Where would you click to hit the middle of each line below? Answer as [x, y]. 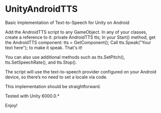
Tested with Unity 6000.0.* [32, 96]
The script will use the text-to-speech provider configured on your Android [81, 71]
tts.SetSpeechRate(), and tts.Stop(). [41, 62]
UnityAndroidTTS [41, 9]
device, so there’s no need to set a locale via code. [56, 77]
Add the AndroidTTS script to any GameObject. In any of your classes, [76, 32]
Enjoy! [12, 105]
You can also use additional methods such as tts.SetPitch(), [65, 57]
